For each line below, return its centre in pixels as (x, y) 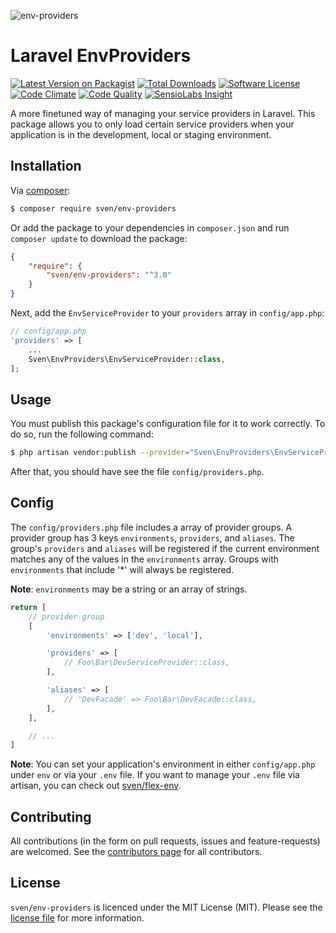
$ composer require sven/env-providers (93, 208)
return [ (28, 607)
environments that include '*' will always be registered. (122, 569)
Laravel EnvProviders (101, 56)
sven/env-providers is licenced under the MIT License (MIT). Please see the (166, 907)
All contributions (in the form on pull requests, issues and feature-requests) (165, 841)
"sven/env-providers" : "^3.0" (109, 275)
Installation (46, 166)
